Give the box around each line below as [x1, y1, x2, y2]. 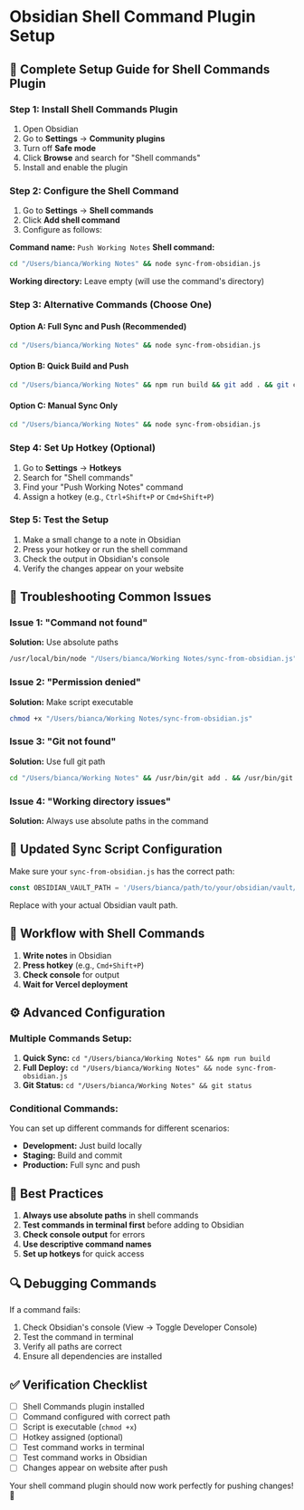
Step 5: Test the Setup [9, 513, 109, 526]
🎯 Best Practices [9, 1186, 104, 1201]
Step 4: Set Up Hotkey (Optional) [9, 442, 157, 454]
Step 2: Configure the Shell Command [9, 184, 179, 196]
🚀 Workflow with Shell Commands [9, 926, 205, 941]
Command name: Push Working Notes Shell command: [9, 242, 215, 253]
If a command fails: [9, 1305, 81, 1315]
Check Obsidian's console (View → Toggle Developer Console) [22, 1322, 258, 1333]
